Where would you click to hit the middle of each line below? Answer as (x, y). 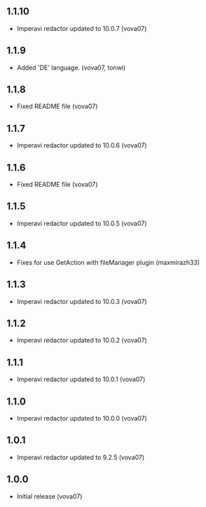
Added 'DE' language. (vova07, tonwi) (71, 67)
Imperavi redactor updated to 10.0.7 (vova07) (82, 28)
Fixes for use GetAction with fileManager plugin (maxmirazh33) (108, 262)
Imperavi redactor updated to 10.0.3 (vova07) (82, 301)
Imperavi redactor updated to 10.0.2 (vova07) (82, 341)
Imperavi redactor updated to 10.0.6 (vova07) (82, 145)
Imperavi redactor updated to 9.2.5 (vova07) (81, 457)
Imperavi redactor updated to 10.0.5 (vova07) (82, 223)
